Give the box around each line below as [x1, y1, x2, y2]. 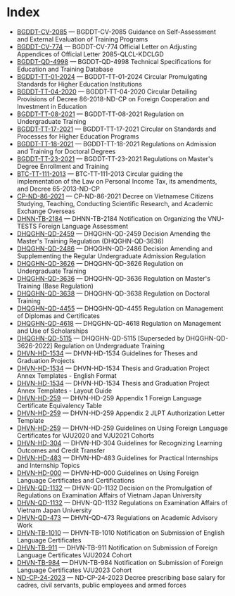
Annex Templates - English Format [16, 371, 117, 380]
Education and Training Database [16, 65, 114, 73]
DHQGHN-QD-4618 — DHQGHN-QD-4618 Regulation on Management [16, 319, 222, 327]
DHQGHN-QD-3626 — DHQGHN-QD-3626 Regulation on [16, 259, 184, 267]
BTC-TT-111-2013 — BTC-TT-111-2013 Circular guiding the [16, 170, 184, 178]
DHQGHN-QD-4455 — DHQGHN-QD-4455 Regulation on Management [16, 304, 224, 312]
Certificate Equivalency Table [16, 401, 103, 410]
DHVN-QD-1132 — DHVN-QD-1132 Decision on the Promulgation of [16, 483, 212, 492]
